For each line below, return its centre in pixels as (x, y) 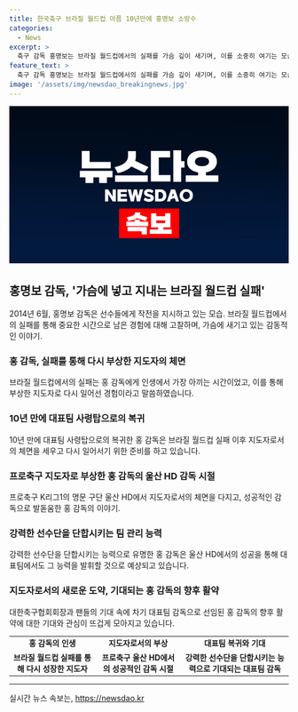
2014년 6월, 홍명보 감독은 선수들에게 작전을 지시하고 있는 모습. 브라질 (129, 314)
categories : (31, 28)
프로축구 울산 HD (131, 657)
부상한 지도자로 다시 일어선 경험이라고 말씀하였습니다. (102, 393)
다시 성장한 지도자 (57, 668)
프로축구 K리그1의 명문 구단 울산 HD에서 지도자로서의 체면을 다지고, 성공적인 (141, 497)
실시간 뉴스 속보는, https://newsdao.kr (77, 699)
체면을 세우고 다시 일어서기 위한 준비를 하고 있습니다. (110, 451)
